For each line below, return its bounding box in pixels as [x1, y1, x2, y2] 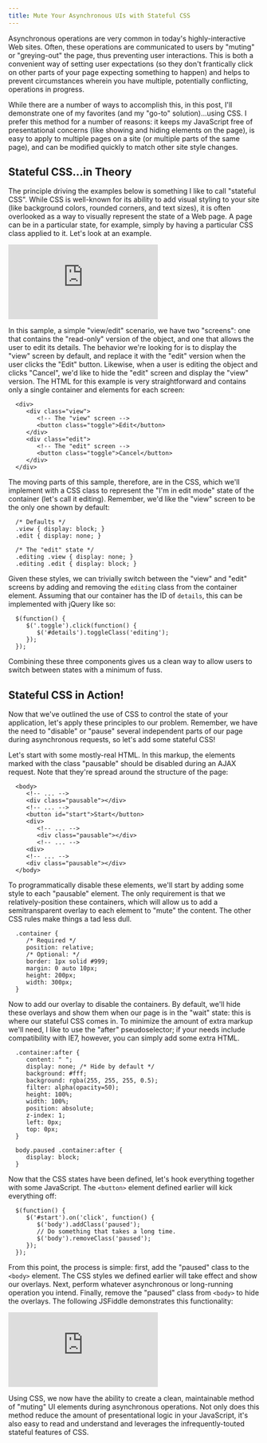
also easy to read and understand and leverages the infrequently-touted [8, 1419, 245, 1429]
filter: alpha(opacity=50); [26, 1083, 120, 1092]
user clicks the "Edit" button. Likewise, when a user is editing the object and [8, 360, 258, 369]
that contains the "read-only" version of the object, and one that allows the [8, 334, 254, 344]
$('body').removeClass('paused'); [37, 1235, 151, 1243]
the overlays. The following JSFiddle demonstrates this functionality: [8, 1296, 234, 1306]
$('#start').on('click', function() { [26, 1213, 155, 1222]
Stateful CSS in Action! [8, 688, 124, 702]
